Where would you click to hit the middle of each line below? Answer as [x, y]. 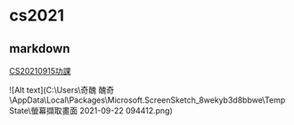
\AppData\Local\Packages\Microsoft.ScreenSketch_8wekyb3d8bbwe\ [137, 100]
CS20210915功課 [40, 71]
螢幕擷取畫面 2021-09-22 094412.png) [102, 111]
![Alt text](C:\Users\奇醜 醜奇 [61, 90]
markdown [40, 49]
